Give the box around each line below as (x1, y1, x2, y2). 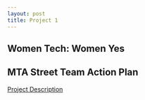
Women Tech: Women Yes (7, 43, 125, 55)
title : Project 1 (7, 17, 58, 24)
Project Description (7, 85, 63, 93)
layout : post (7, 10, 46, 17)
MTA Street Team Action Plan (7, 66, 139, 78)
